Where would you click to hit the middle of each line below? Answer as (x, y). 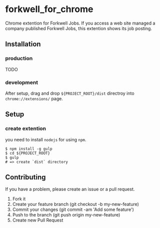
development (22, 82)
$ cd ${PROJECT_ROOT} (28, 153)
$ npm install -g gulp (29, 149)
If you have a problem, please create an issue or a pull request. (70, 189)
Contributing (25, 177)
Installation (23, 44)
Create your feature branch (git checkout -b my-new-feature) (75, 204)
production (19, 59)
